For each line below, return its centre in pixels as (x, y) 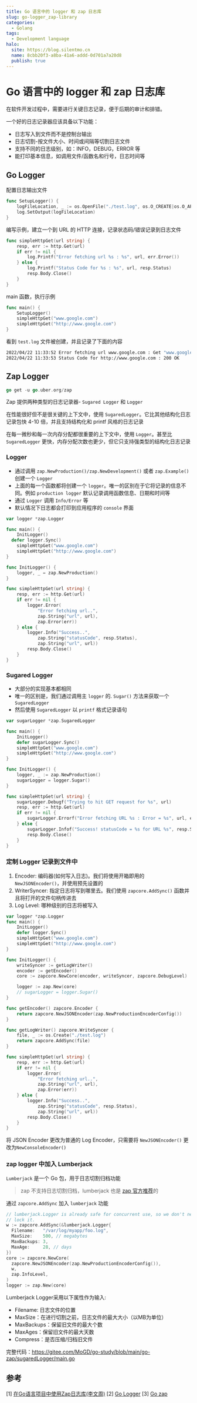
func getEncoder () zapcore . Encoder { (52, 1008)
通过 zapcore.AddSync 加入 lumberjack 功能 (57, 1203)
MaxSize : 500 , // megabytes (50, 1236)
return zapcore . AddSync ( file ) (54, 1041)
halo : (13, 45)
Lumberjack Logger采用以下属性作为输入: (56, 1297)
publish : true (28, 61)
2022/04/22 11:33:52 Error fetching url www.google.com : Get (84, 353)
